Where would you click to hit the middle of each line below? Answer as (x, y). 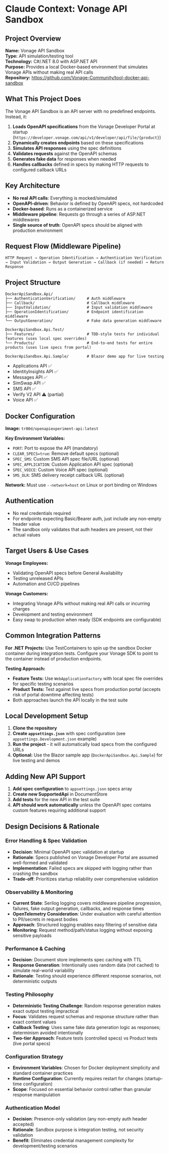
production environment (38, 230)
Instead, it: (16, 116)
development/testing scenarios (45, 1146)
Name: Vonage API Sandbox (35, 51)
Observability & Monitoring (39, 892)
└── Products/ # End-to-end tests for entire (79, 343)
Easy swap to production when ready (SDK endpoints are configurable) (87, 619)
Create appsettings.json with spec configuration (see (69, 734)
